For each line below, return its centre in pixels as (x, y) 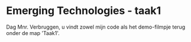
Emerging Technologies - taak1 (84, 11)
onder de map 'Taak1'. (33, 33)
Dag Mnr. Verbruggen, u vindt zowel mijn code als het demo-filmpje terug (96, 27)
